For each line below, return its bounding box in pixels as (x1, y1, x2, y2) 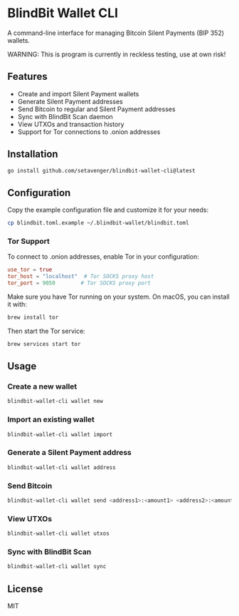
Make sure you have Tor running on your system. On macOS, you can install (7, 292, 230, 301)
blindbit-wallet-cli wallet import (7, 431, 113, 438)
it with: (7, 300, 27, 309)
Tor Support (7, 237, 50, 247)
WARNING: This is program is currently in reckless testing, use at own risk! (7, 50, 226, 58)
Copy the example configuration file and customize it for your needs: (7, 205, 209, 215)
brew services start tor (7, 340, 81, 347)
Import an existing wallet (7, 415, 95, 425)
